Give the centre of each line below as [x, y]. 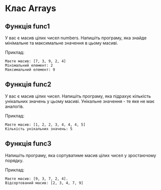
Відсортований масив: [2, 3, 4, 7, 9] [44, 183]
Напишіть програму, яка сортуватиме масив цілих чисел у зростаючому [81, 155]
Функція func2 [28, 84]
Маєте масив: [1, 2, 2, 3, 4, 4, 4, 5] [45, 124]
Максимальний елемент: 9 [30, 70]
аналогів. [15, 106]
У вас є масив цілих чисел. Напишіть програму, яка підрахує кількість [78, 96]
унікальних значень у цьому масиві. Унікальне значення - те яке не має [80, 101]
